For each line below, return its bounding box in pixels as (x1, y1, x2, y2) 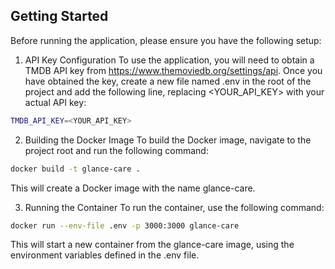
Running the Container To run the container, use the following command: (24, 201, 325, 213)
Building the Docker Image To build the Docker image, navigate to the (24, 134, 312, 146)
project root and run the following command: (24, 144, 209, 156)
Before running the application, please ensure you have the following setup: (10, 34, 322, 46)
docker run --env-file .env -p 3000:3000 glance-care (10, 220, 240, 231)
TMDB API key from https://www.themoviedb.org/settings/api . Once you (24, 64, 323, 76)
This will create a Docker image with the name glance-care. (10, 182, 256, 194)
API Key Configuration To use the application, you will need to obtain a (24, 54, 315, 66)
